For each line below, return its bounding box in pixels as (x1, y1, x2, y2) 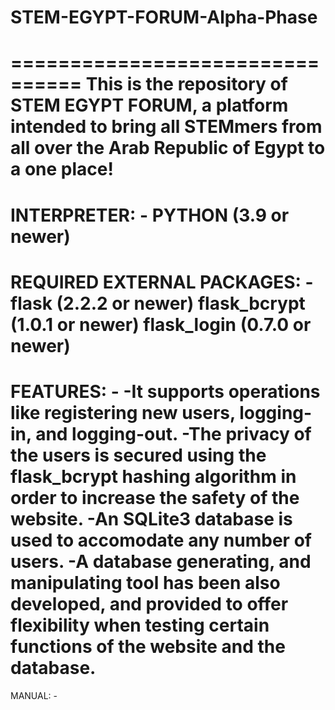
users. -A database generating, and (10, 550, 312, 573)
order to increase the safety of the (10, 486, 300, 509)
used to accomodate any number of (10, 529, 312, 551)
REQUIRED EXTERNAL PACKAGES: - (10, 271, 314, 293)
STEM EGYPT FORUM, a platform (10, 94, 289, 117)
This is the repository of (85, 73, 288, 96)
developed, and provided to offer (10, 592, 289, 615)
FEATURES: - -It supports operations (10, 380, 321, 403)
